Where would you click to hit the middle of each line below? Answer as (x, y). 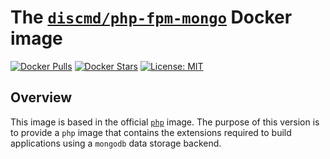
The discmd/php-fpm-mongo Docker (151, 17)
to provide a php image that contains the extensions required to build (151, 132)
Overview (41, 97)
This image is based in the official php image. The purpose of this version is (165, 122)
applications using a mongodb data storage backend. (116, 143)
